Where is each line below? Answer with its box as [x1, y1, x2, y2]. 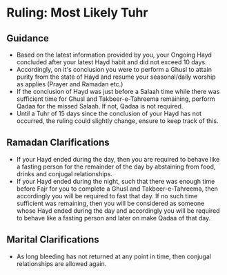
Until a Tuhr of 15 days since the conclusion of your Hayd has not [16, 109, 201, 117]
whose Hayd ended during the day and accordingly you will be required [16, 206, 220, 215]
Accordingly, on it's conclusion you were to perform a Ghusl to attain [16, 66, 212, 73]
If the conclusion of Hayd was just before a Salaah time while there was [16, 88, 220, 95]
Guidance [6, 32, 49, 44]
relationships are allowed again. [16, 259, 107, 267]
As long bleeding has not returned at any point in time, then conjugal [16, 252, 212, 260]
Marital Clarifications [6, 234, 99, 246]
